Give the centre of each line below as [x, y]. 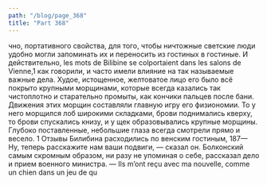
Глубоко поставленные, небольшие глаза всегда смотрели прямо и [124, 130]
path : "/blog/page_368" [48, 15]
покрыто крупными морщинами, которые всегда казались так [115, 87]
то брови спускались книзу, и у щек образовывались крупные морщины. [133, 121]
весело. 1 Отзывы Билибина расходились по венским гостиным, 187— [128, 138]
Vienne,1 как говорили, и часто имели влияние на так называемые [121, 71]
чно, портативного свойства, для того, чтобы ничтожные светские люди [132, 45]
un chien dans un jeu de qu [53, 172]
